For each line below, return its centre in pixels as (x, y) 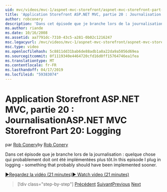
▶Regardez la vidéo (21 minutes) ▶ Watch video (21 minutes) (67, 174)
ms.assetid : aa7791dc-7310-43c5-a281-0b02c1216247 (59, 38)
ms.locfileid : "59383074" (32, 75)
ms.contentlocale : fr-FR (31, 65)
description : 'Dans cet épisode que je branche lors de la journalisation (84, 24)
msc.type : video (22, 47)
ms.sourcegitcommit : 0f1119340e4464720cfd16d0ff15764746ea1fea (72, 56)
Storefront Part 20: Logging (63, 131)
